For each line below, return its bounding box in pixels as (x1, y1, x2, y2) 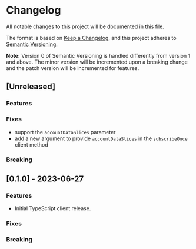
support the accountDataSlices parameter (14, 128, 116, 135)
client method (14, 141, 48, 148)
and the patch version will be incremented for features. (6, 64, 139, 71)
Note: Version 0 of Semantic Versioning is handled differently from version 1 (6, 52, 191, 59)
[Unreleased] (6, 82, 56, 92)
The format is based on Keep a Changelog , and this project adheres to (6, 34, 177, 41)
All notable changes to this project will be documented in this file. (6, 23, 165, 30)
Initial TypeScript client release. (14, 205, 91, 212)
